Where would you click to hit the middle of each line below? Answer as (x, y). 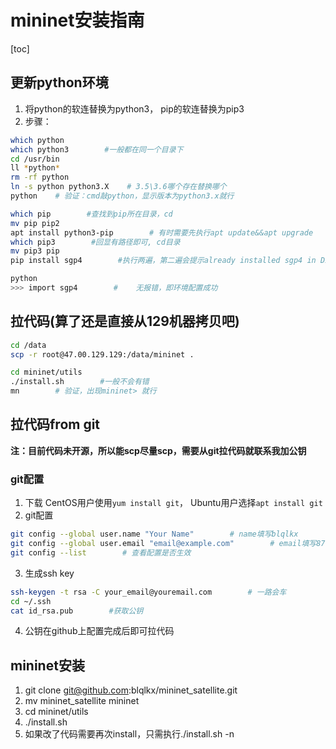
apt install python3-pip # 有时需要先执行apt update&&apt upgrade (162, 232)
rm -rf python (40, 177)
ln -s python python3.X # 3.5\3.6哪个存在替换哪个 (118, 187)
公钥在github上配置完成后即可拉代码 (99, 631)
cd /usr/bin (35, 159)
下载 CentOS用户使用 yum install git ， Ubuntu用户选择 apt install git (173, 503)
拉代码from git (55, 424)
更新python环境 (59, 82)
